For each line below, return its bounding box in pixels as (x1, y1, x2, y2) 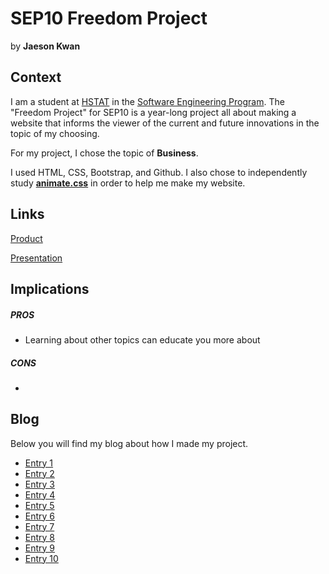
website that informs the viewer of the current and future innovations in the (10, 117, 320, 129)
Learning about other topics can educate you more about (24, 333, 261, 346)
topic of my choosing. (10, 127, 100, 139)
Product (10, 232, 43, 244)
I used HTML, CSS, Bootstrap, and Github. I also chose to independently (10, 166, 308, 178)
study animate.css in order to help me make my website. (10, 177, 246, 189)
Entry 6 (24, 510, 56, 522)
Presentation (10, 252, 63, 264)
